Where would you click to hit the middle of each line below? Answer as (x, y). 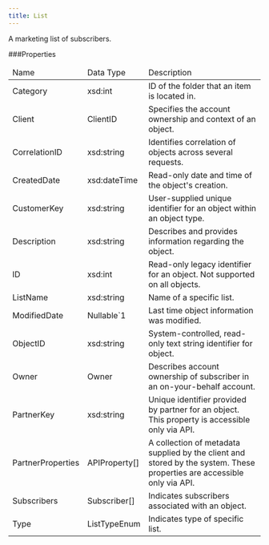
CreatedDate (36, 180)
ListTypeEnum (114, 523)
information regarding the (196, 241)
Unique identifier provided (197, 399)
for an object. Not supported (201, 274)
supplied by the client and (197, 452)
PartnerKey (33, 414)
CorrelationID (37, 151)
